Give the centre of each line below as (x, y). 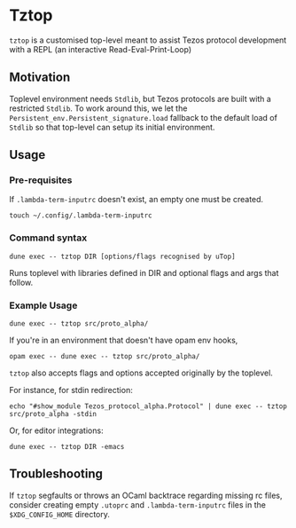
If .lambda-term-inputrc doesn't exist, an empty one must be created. (136, 200)
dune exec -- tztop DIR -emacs (67, 447)
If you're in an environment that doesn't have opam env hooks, (124, 340)
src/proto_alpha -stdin (53, 414)
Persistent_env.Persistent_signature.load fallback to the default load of (143, 117)
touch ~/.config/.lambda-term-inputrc (81, 216)
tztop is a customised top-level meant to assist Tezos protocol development (148, 40)
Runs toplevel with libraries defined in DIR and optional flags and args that (144, 272)
